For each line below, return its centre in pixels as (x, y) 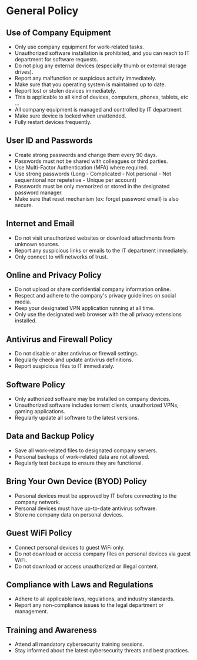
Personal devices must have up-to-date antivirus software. (86, 508)
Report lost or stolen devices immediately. (65, 91)
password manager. (39, 192)
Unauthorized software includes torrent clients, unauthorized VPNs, (96, 405)
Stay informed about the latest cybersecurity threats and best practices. (102, 651)
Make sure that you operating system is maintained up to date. (90, 84)
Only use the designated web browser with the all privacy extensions (98, 315)
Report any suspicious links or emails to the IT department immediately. (101, 250)
